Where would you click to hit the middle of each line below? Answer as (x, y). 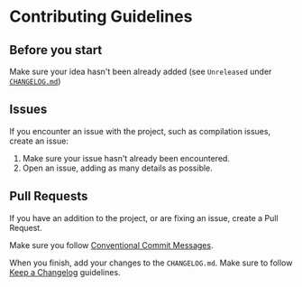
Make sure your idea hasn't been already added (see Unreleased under (141, 71)
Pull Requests (49, 196)
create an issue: (39, 141)
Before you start (56, 50)
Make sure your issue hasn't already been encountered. (126, 158)
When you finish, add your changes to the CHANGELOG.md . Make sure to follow (151, 263)
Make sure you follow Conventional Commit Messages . (111, 245)
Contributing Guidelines (101, 17)
